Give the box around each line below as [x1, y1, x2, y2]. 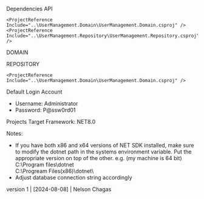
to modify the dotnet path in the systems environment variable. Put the [15, 148, 192, 155]
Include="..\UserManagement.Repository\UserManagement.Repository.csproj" [6, 33, 200, 39]
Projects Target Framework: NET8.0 [6, 118, 96, 125]
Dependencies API [6, 5, 53, 12]
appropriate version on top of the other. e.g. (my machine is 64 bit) [15, 155, 182, 161]
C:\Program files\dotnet [15, 161, 74, 168]
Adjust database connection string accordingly [15, 174, 132, 181]
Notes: [6, 130, 23, 137]
